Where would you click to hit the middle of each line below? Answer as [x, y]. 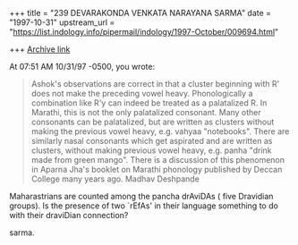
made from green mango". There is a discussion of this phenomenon [158, 160]
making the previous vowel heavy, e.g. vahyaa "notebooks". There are [160, 131]
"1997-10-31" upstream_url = [62, 22]
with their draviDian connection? [69, 215]
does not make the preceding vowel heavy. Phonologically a [142, 93]
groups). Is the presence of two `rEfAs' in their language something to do [144, 206]
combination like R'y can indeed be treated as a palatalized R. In [149, 103]
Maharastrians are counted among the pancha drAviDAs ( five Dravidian [141, 196]
